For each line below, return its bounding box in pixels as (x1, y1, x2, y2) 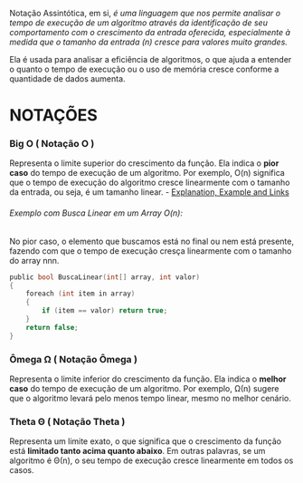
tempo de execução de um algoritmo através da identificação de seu (9, 17, 269, 28)
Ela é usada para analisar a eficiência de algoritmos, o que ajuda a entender (9, 54, 292, 64)
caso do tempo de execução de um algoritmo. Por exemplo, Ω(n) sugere (9, 382, 279, 393)
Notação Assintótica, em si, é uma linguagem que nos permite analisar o (9, 8, 281, 18)
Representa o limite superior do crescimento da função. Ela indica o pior (9, 158, 279, 169)
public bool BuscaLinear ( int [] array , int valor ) (9, 272, 201, 282)
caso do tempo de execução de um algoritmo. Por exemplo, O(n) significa (9, 168, 285, 179)
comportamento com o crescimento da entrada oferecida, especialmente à (9, 27, 291, 37)
